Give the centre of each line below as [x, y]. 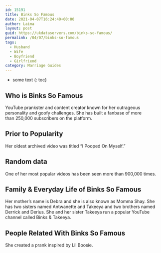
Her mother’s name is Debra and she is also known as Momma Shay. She [80, 201]
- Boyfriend [22, 56]
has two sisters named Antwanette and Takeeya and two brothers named [80, 207]
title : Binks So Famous [30, 14]
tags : [11, 42]
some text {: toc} [30, 80]
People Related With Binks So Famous [65, 233]
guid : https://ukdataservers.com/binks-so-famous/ [59, 33]
